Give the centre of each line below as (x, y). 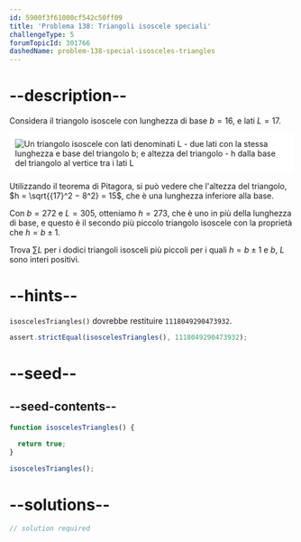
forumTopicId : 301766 (50, 43)
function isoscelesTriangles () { (72, 427)
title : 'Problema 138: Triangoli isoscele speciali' (110, 26)
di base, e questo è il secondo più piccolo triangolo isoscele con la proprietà (151, 223)
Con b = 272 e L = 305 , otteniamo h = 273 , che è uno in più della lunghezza (150, 214)
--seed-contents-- (63, 407)
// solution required (50, 528)
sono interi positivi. (45, 260)
